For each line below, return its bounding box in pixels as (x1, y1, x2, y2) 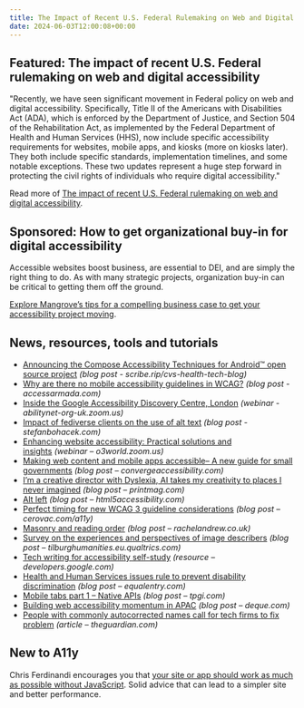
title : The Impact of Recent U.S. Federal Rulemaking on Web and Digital (9, 13, 295, 23)
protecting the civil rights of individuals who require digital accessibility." (9, 170, 280, 181)
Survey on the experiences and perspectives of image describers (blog (22, 532, 289, 543)
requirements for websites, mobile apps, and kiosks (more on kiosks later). (9, 141, 289, 152)
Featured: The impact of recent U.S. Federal (9, 55, 261, 71)
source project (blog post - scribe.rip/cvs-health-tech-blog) (22, 368, 248, 379)
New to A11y (9, 645, 79, 661)
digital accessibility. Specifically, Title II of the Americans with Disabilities (9, 103, 283, 114)
